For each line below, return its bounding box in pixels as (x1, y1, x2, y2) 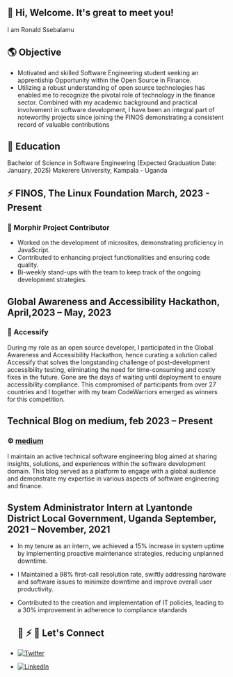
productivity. (17, 585, 54, 593)
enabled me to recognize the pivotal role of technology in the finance (17, 91, 216, 99)
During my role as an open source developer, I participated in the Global (7, 343, 214, 352)
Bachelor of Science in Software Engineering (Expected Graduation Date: (7, 159, 217, 167)
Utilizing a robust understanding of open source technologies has (17, 83, 205, 91)
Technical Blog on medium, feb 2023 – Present (7, 415, 214, 427)
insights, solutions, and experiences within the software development (7, 459, 206, 467)
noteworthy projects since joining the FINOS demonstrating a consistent (17, 113, 224, 121)
